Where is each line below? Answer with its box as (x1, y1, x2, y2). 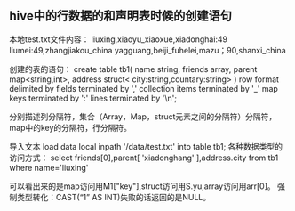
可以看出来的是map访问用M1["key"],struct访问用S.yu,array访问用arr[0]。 (9, 181, 275, 191)
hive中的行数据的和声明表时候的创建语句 (9, 8, 233, 24)
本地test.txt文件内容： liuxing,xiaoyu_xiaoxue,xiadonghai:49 (9, 34, 228, 45)
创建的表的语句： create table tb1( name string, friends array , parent (9, 63, 258, 74)
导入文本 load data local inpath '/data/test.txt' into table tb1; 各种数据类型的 (9, 141, 283, 151)
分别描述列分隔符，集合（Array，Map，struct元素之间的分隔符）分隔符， (9, 110, 277, 122)
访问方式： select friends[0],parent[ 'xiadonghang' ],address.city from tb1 (9, 152, 279, 163)
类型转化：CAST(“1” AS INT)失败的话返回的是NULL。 (16, 191, 211, 202)
